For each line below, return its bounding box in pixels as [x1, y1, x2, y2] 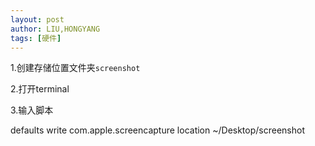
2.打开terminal [10, 83, 70, 95]
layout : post [10, 14, 65, 25]
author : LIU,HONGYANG [10, 24, 101, 34]
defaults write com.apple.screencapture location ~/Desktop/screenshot [10, 124, 305, 136]
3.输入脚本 [10, 104, 54, 116]
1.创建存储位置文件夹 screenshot [10, 62, 141, 74]
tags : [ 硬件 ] [10, 33, 62, 43]
